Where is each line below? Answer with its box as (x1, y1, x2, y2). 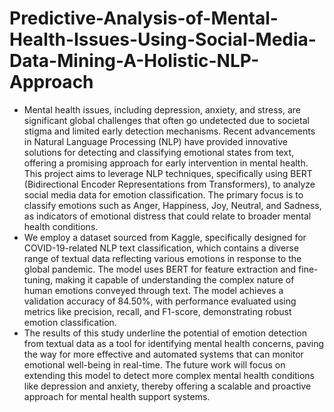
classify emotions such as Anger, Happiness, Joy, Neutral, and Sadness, (23, 199, 322, 211)
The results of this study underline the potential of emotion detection (23, 327, 308, 339)
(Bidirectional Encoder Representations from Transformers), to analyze (23, 178, 316, 190)
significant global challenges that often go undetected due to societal (23, 114, 310, 126)
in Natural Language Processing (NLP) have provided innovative (23, 135, 288, 147)
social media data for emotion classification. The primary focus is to (23, 188, 304, 201)
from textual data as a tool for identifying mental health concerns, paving (23, 337, 325, 349)
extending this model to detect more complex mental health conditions (23, 369, 315, 381)
